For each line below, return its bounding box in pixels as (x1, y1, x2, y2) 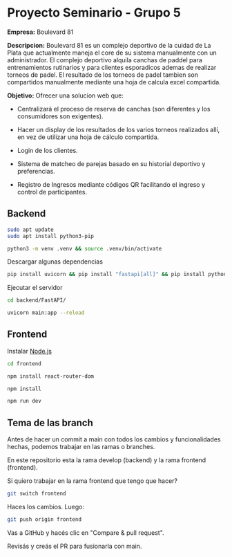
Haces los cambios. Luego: (7, 503, 85, 511)
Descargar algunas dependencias (7, 257, 104, 266)
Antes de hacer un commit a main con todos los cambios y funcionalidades (7, 435, 221, 444)
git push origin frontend (7, 516, 81, 523)
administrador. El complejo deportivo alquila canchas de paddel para (7, 55, 202, 64)
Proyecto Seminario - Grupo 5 (7, 5, 182, 21)
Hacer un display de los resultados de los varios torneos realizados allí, (17, 125, 220, 134)
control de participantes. (17, 188, 88, 196)
